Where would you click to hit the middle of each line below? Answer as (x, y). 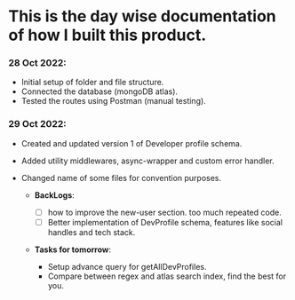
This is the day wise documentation (142, 16)
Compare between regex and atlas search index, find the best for (167, 276)
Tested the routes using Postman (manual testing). (113, 101)
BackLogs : (54, 195)
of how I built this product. (108, 35)
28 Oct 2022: (38, 63)
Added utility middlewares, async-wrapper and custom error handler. (147, 161)
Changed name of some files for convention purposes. (121, 178)
